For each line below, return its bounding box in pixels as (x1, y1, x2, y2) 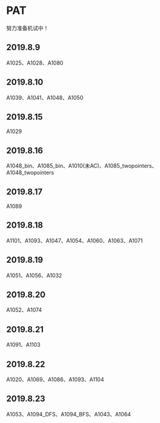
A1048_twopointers (6, 169, 54, 176)
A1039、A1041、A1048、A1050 (6, 94, 83, 101)
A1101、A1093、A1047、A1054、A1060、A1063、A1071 (6, 237, 143, 244)
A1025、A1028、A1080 (6, 59, 63, 67)
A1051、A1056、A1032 (6, 272, 62, 279)
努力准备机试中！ (6, 24, 49, 31)
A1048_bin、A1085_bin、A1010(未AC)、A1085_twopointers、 (6, 162, 158, 169)
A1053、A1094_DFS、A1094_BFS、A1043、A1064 (6, 410, 131, 418)
